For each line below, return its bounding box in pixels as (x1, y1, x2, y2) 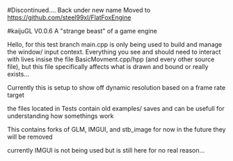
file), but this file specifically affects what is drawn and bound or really (7, 63, 209, 70)
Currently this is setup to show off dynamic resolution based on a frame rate (7, 84, 226, 91)
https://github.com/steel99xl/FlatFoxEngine (7, 13, 131, 22)
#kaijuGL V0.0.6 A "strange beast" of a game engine (7, 27, 158, 35)
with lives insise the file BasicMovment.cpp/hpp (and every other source (7, 55, 215, 63)
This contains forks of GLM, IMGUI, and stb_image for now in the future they (7, 125, 226, 133)
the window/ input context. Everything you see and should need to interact (7, 48, 221, 56)
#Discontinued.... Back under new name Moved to (7, 6, 151, 14)
